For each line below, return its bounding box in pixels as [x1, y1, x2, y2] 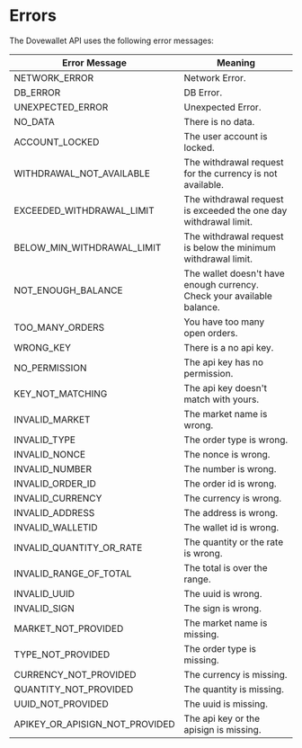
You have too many [183, 316, 265, 328]
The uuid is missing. [183, 698, 268, 710]
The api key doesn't [183, 381, 268, 394]
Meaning [217, 56, 256, 68]
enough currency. [183, 278, 259, 290]
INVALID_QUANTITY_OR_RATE [13, 541, 143, 554]
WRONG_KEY [13, 341, 72, 353]
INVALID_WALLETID [13, 521, 98, 533]
